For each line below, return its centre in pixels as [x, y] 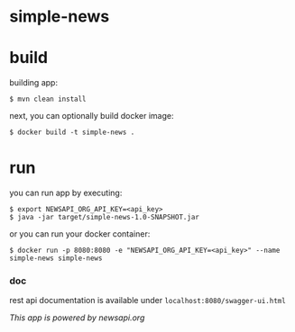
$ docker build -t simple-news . [72, 132]
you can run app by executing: [66, 193]
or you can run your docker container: [80, 234]
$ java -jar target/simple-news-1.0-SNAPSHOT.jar [105, 218]
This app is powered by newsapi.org [77, 318]
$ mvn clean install [48, 99]
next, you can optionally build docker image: [92, 116]
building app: [34, 83]
